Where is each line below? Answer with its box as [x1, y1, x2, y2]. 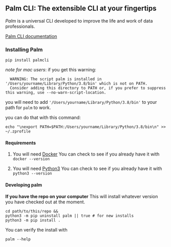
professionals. [5, 23, 35, 29]
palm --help [5, 236, 31, 242]
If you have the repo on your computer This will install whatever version [5, 193, 158, 199]
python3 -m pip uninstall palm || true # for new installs [5, 213, 134, 218]
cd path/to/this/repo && [5, 208, 58, 214]
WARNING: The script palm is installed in [10, 77, 102, 82]
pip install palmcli [5, 58, 50, 63]
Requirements [5, 140, 36, 146]
